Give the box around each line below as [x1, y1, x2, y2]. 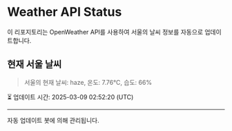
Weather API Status [7, 4, 122, 20]
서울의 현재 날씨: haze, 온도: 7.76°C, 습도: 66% [23, 78, 153, 86]
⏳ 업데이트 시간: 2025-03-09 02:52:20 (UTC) [7, 92, 134, 101]
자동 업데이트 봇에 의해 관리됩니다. [7, 116, 99, 124]
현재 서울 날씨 [7, 59, 62, 70]
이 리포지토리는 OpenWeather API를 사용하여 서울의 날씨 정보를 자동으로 [7, 28, 204, 36]
